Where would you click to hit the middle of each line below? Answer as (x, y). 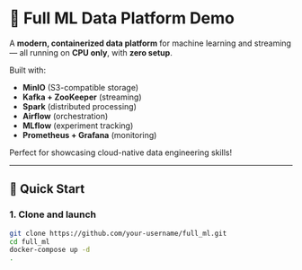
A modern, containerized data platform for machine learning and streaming (151, 43)
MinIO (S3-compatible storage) (80, 87)
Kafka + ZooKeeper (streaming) (82, 97)
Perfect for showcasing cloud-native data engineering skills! (120, 152)
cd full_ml (30, 241)
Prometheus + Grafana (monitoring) (89, 135)
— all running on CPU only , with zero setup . (91, 52)
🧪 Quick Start (47, 189)
